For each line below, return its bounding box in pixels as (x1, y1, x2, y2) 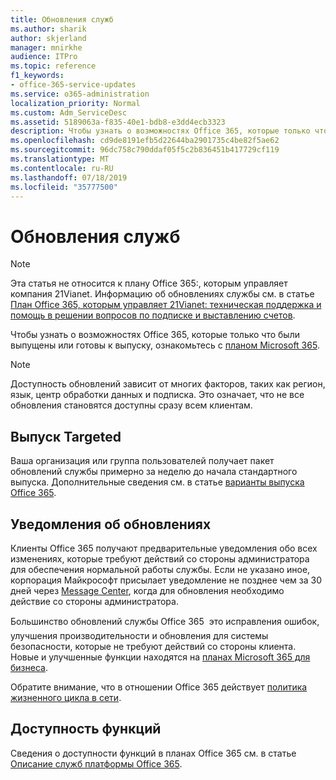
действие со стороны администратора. (10, 595, 179, 607)
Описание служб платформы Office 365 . (10, 757, 183, 770)
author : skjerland (10, 33, 87, 43)
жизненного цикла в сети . (10, 691, 122, 703)
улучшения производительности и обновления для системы (10, 629, 269, 641)
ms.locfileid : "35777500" (10, 182, 118, 192)
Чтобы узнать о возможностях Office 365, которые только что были (10, 329, 300, 341)
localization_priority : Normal (10, 98, 141, 108)
